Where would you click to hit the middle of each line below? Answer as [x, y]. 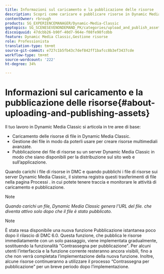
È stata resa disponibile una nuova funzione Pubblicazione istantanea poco [81, 231]
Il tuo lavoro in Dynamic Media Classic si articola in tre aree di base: [73, 127]
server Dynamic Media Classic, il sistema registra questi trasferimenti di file [81, 177]
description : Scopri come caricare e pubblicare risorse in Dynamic [76, 14]
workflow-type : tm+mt [27, 55]
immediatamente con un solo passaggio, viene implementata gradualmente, [81, 241]
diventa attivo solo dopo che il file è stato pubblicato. [59, 211]
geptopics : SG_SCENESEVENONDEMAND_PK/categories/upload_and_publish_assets [84, 28]
